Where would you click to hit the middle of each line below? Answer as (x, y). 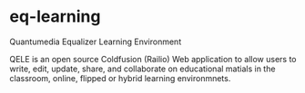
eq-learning (55, 17)
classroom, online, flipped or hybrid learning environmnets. (120, 78)
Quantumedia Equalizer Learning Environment (96, 42)
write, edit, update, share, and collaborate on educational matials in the (142, 69)
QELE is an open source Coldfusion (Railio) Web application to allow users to (153, 59)
